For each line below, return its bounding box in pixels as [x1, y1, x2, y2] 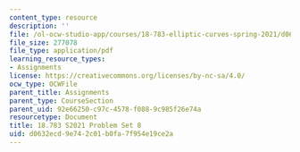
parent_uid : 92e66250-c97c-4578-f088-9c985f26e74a [9, 105, 202, 114]
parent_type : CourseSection [9, 96, 114, 106]
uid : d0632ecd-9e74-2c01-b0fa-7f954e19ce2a [9, 130, 174, 139]
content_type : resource [9, 13, 98, 22]
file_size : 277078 [9, 38, 78, 47]
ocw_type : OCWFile [9, 80, 78, 89]
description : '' [9, 21, 70, 30]
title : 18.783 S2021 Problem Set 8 [9, 122, 142, 131]
